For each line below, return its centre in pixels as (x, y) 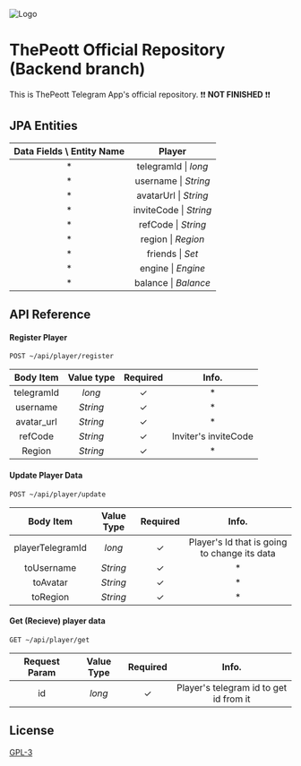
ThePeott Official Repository (117, 50)
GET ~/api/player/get (50, 640)
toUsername (50, 567)
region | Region (172, 239)
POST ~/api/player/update (57, 494)
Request (42, 661)
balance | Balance (172, 282)
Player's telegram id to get (232, 687)
